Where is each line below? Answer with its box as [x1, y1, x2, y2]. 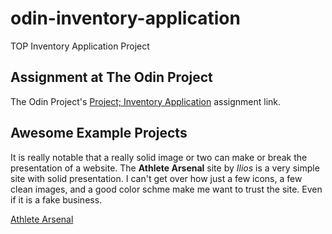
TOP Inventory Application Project [10, 40, 150, 52]
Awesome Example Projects [10, 125, 188, 142]
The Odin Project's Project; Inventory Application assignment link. [10, 95, 282, 107]
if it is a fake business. [10, 193, 103, 206]
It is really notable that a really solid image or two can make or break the [10, 151, 308, 163]
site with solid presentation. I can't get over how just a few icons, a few [10, 172, 303, 184]
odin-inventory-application [10, 7, 241, 30]
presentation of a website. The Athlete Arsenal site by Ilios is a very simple [10, 162, 320, 174]
